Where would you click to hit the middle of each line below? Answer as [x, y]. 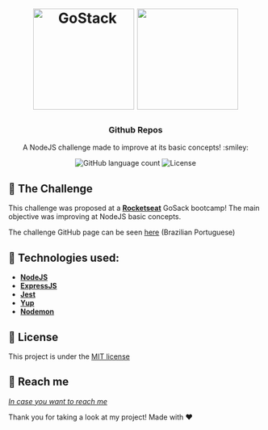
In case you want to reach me [58, 401]
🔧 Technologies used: [64, 257]
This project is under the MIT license [69, 356]
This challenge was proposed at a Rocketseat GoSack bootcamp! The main [134, 208]
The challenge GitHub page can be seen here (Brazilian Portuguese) [122, 232]
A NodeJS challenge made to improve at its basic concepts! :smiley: [136, 148]
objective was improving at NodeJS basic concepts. [95, 217]
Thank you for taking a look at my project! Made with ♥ [101, 417]
